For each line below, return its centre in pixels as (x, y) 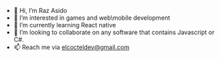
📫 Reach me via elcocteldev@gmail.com (71, 47)
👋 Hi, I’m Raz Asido (40, 11)
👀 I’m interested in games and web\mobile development (92, 18)
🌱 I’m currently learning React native (65, 25)
